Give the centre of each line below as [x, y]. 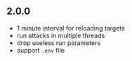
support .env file [40, 50]
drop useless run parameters [59, 43]
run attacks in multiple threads [61, 35]
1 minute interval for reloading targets [71, 28]
